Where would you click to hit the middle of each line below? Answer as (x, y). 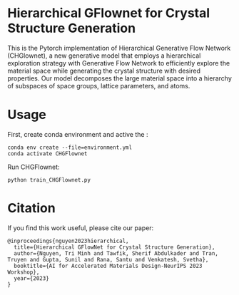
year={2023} (32, 278)
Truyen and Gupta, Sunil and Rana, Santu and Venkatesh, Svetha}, (108, 259)
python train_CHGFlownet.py (49, 180)
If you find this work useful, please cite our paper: (81, 228)
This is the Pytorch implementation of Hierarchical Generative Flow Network (119, 48)
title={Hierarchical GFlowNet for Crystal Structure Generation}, (115, 247)
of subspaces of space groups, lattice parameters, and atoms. (99, 86)
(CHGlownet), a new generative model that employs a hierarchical (104, 56)
